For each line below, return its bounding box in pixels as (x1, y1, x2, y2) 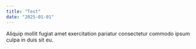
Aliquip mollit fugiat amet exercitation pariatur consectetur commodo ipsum (6, 30, 191, 37)
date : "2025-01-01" (6, 14, 54, 20)
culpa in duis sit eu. (6, 36, 54, 43)
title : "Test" (6, 8, 41, 15)
